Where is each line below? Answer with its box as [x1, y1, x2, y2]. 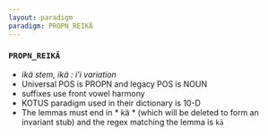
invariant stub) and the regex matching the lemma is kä [21, 116, 224, 127]
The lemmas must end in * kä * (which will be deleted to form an [21, 106, 259, 117]
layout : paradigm [8, 13, 73, 22]
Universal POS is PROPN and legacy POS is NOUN [21, 78, 208, 89]
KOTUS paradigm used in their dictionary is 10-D [21, 98, 201, 108]
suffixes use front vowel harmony [21, 88, 145, 98]
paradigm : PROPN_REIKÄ [8, 21, 93, 30]
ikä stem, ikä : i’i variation [21, 69, 117, 80]
